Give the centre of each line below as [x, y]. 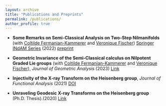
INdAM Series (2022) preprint [43, 48]
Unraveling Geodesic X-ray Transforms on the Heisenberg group [81, 93]
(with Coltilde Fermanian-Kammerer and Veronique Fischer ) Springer [83, 43]
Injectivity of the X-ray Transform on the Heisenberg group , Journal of [86, 78]
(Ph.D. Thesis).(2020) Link [39, 99]
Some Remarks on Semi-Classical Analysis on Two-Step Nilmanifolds [86, 38]
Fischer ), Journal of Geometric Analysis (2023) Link [66, 69]
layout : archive [22, 10]
